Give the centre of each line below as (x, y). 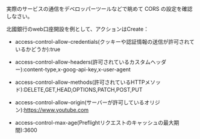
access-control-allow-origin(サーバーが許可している (80, 102)
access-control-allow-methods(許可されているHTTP (80, 82)
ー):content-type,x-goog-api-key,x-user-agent (73, 69)
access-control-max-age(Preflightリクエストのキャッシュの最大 (94, 123)
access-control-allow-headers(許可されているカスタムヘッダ (91, 62)
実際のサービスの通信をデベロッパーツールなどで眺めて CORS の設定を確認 (99, 9)
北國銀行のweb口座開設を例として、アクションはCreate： (78, 29)
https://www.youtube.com (56, 110)
